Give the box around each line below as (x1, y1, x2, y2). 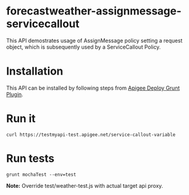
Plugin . (6, 90, 23, 97)
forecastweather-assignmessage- (6, 4, 182, 18)
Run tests (6, 152, 55, 165)
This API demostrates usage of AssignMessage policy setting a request (6, 37, 183, 44)
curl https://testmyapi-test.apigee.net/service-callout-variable (6, 131, 176, 138)
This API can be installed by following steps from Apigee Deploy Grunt (6, 84, 180, 91)
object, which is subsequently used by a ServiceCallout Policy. (6, 43, 161, 51)
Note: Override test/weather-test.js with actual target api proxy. (6, 182, 163, 189)
